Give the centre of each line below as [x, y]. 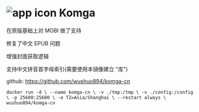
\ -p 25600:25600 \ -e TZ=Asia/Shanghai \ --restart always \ [86, 97]
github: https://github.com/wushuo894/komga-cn [68, 81]
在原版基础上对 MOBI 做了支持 [44, 30]
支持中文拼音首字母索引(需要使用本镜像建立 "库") [67, 69]
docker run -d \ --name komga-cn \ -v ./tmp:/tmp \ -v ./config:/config [100, 92]
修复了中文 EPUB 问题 [33, 43]
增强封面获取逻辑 [28, 56]
